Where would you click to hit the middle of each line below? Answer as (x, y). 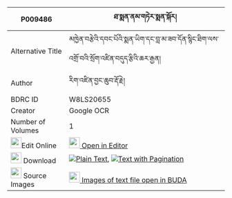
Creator (23, 111)
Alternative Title (36, 51)
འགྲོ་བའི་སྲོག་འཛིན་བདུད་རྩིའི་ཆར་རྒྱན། (115, 58)
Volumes (25, 130)
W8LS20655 (90, 99)
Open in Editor (105, 146)
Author (22, 83)
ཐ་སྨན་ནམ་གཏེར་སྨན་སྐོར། (145, 17)
